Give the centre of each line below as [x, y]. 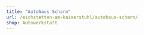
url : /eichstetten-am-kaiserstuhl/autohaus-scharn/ [72, 17]
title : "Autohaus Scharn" [38, 12]
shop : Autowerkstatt [32, 23]
